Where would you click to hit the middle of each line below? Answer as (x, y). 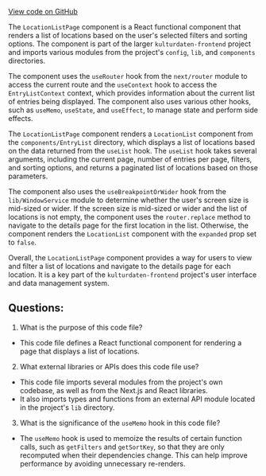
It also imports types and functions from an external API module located (137, 399)
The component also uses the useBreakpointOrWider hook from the (118, 191)
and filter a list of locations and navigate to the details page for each (120, 266)
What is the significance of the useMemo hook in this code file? (120, 423)
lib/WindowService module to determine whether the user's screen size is (129, 200)
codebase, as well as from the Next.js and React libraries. (114, 390)
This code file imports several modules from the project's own (121, 382)
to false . (23, 242)
